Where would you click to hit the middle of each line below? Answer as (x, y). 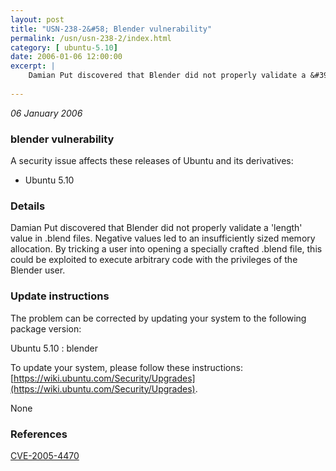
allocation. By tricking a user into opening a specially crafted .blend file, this (166, 249)
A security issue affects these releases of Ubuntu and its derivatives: (152, 161)
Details (28, 206)
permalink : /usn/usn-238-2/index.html (91, 38)
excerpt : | (33, 66)
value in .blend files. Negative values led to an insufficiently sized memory (163, 238)
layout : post (37, 19)
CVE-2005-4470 (45, 455)
